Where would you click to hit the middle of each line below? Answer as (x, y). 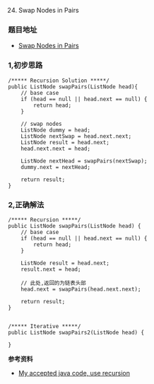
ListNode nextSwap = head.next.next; (76, 136)
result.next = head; (51, 269)
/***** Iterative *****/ (45, 326)
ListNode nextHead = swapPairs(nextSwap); (84, 161)
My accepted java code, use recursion (74, 373)
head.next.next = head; (56, 149)
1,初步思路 (25, 65)
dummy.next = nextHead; (56, 167)
